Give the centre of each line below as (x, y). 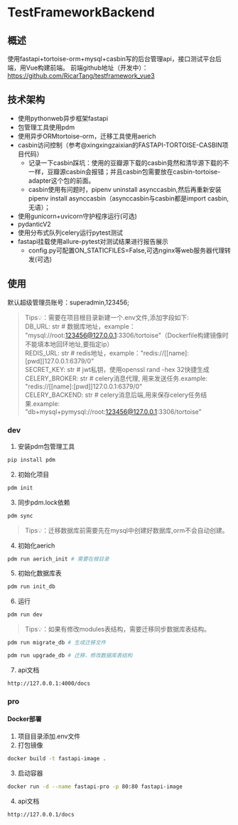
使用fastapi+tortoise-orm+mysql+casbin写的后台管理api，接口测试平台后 (114, 59)
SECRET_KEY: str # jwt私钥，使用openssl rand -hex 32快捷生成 (117, 369)
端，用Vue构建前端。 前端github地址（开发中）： (78, 68)
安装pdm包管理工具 (46, 446)
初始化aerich (36, 545)
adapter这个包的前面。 (61, 180)
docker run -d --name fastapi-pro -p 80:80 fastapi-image (95, 787)
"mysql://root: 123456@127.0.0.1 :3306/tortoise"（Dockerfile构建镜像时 (126, 335)
